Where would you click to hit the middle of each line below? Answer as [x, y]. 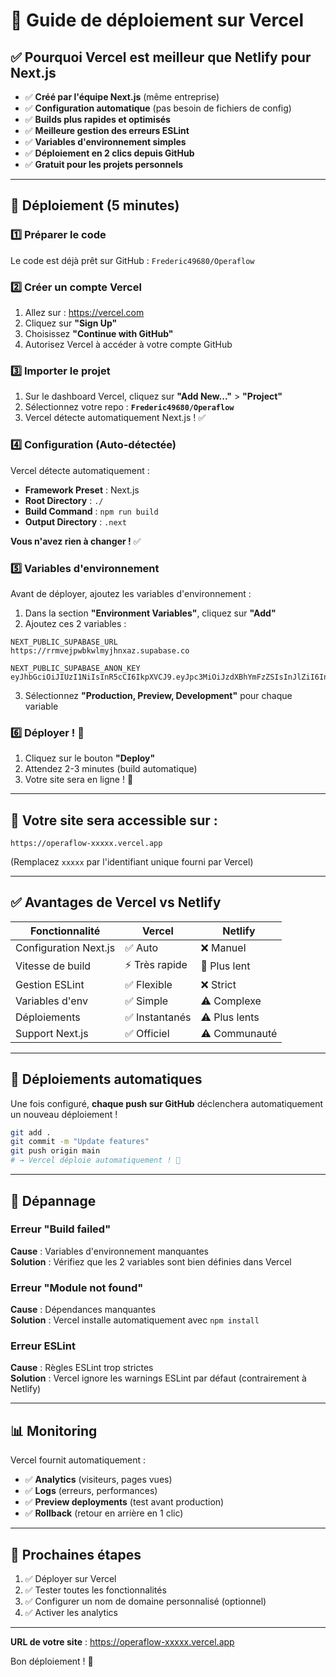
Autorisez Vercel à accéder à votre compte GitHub [128, 344]
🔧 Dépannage [53, 1200]
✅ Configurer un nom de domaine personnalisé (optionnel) [145, 1601]
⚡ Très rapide [156, 964]
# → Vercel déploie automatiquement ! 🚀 [96, 1160]
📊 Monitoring [54, 1430]
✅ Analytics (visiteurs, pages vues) [98, 1480]
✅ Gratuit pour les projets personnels [104, 164]
